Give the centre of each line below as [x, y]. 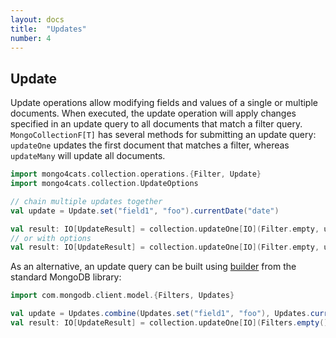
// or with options [51, 238]
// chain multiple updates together [86, 201]
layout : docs [37, 19]
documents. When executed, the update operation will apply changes [153, 113]
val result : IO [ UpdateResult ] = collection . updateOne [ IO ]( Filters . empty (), [171, 323]
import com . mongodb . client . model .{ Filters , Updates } [122, 296]
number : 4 [31, 38]
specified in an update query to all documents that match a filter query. [156, 124]
